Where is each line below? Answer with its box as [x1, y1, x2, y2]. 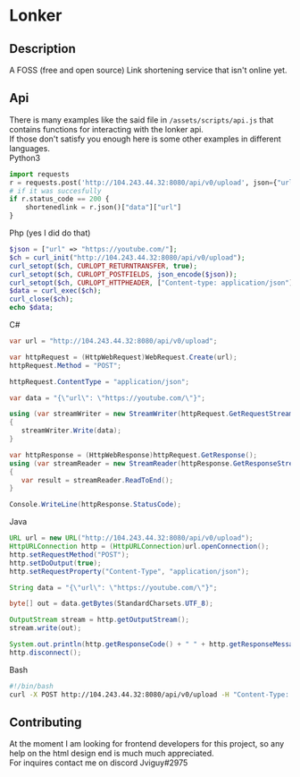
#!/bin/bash [9, 681, 54, 690]
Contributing [9, 714, 82, 730]
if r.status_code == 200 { [9, 194, 110, 204]
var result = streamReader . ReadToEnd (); [21, 475, 174, 484]
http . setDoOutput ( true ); [9, 559, 102, 568]
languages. [9, 142, 51, 153]
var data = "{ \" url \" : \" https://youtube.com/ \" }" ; [9, 393, 205, 403]
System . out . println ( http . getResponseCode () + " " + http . [9, 640, 229, 649]
